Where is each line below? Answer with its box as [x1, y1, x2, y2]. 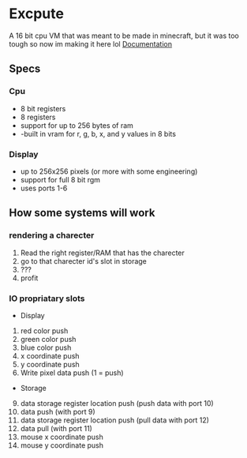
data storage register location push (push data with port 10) [20, 398, 214, 407]
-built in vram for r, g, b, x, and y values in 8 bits [20, 129, 177, 138]
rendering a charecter [9, 230, 95, 241]
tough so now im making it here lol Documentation [9, 39, 173, 48]
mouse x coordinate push [20, 432, 103, 441]
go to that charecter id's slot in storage [20, 256, 147, 265]
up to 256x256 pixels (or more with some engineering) [20, 167, 198, 176]
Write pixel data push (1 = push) [20, 368, 125, 377]
